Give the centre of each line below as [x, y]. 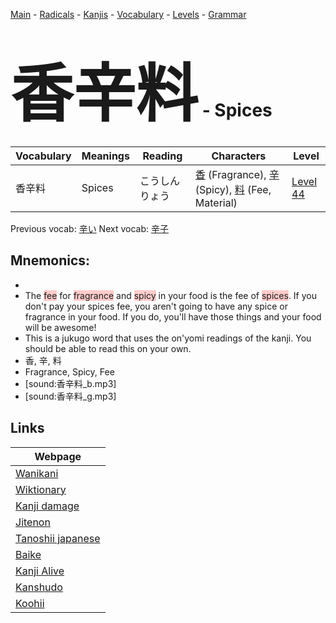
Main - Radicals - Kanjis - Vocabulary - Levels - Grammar [128, 14]
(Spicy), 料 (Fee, [233, 189]
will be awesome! [60, 327]
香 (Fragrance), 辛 [237, 174]
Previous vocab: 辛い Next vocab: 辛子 [89, 228]
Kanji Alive [40, 571]
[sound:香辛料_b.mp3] [70, 383]
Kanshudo [39, 587]
